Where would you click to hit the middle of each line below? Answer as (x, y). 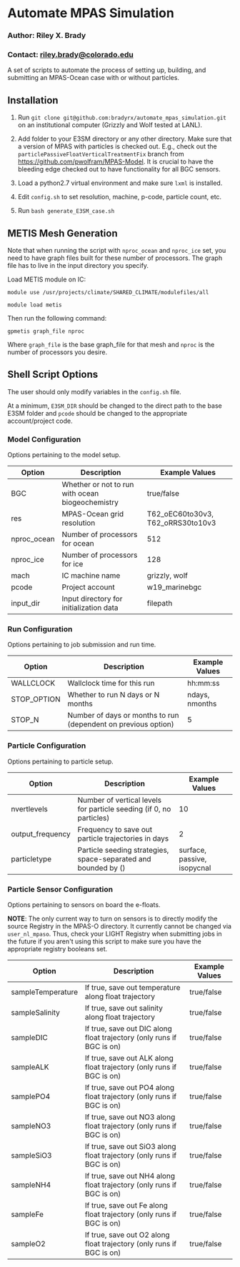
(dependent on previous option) (121, 724)
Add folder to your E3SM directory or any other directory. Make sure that (125, 139)
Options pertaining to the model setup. (64, 455)
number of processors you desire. (57, 352)
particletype (31, 858)
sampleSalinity (36, 1013)
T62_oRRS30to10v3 (181, 523)
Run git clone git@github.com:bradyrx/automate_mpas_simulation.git (122, 117)
